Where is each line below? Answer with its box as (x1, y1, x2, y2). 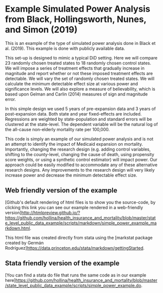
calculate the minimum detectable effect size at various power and (5, 80, 138, 86)
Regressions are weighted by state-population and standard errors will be (5, 116, 152, 122)
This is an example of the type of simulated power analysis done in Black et (5, 40, 156, 46)
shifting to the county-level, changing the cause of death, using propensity (5, 151, 154, 157)
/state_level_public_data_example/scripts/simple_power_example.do (5, 282, 142, 288)
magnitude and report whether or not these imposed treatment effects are (5, 70, 153, 76)
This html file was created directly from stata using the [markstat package (5, 234, 153, 240)
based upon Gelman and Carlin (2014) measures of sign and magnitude (5, 91, 148, 97)
